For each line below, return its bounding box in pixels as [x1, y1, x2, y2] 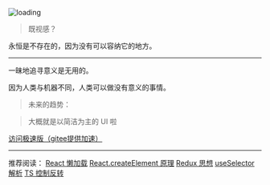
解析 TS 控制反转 [8, 168, 64, 178]
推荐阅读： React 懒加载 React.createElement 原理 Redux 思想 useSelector [8, 159, 255, 167]
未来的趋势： [27, 100, 71, 109]
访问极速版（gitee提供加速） [8, 134, 103, 143]
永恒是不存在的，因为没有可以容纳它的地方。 [8, 41, 157, 50]
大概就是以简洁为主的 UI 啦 [27, 117, 117, 126]
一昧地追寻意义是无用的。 [8, 66, 93, 75]
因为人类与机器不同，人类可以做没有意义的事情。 [8, 82, 170, 92]
